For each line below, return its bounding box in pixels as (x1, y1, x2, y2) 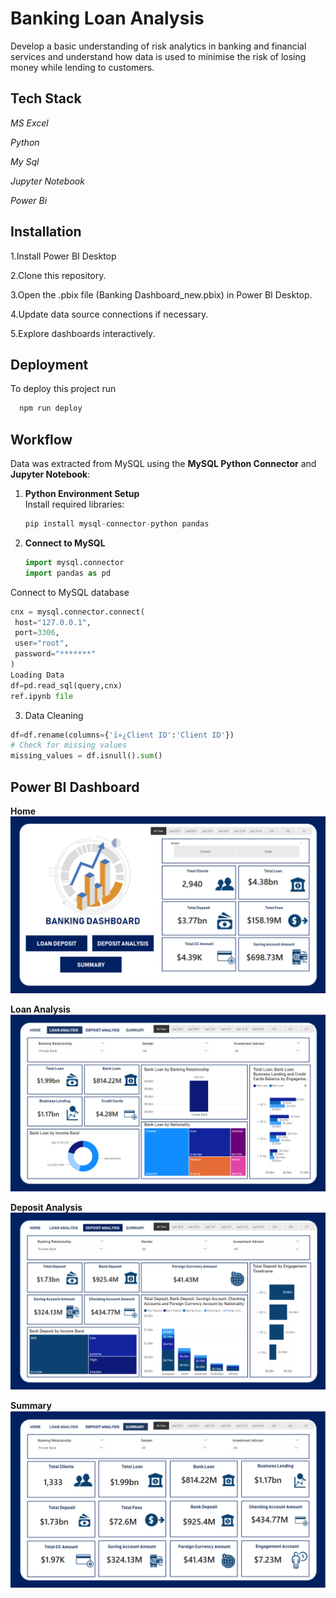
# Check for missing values (10, 740, 128, 751)
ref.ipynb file (10, 691, 74, 701)
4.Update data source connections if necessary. (10, 308, 209, 320)
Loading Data (10, 670, 65, 680)
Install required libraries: (24, 498, 125, 511)
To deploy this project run (10, 383, 117, 395)
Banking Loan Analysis (10, 7, 205, 30)
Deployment (10, 356, 89, 373)
